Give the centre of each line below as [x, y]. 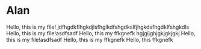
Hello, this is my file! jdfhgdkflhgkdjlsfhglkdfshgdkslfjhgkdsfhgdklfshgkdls [98, 27]
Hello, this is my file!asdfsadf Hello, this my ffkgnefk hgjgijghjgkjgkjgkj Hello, [101, 33]
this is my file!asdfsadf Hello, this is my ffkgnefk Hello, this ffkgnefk [90, 39]
